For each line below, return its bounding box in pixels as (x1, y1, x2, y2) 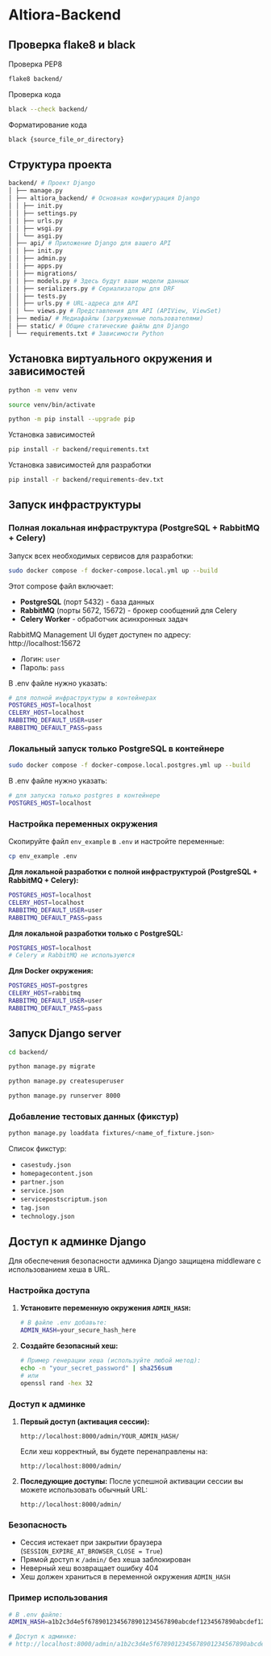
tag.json (19, 1204, 50, 1212)
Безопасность (8, 1519, 67, 1530)
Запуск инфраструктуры (8, 498, 142, 512)
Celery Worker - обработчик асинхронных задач (19, 614, 188, 623)
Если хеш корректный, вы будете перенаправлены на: (19, 1446, 208, 1456)
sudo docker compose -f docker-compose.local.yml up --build (8, 566, 219, 575)
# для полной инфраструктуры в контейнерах (8, 694, 157, 702)
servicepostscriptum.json (19, 1195, 107, 1204)
